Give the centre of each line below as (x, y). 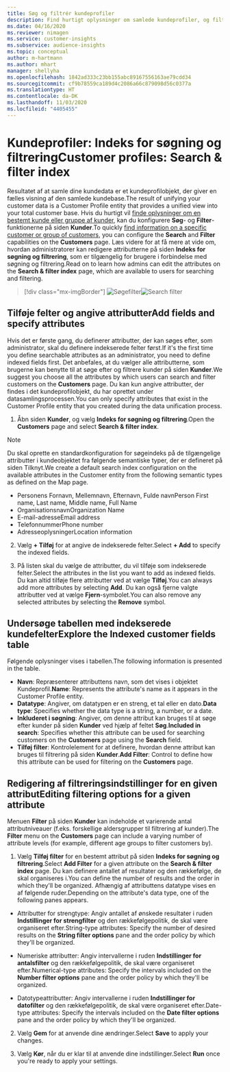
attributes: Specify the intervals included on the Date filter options (126, 1013)
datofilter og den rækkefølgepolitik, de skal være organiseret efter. (112, 1006)
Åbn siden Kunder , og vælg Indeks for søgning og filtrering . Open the (116, 419)
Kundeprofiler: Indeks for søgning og (114, 143)
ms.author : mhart (32, 64)
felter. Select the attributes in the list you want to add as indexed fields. (116, 573)
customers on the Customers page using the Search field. (100, 740)
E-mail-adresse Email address (59, 517)
